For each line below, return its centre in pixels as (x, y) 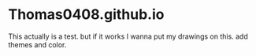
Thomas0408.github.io (86, 15)
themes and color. (37, 44)
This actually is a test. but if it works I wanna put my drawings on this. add (128, 36)
